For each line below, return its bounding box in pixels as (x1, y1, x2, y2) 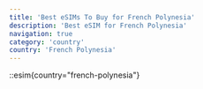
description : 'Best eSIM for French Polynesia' (9, 21, 188, 30)
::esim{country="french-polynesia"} (9, 70, 140, 80)
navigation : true (9, 29, 73, 38)
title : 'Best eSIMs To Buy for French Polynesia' (9, 12, 196, 22)
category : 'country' (9, 37, 86, 47)
